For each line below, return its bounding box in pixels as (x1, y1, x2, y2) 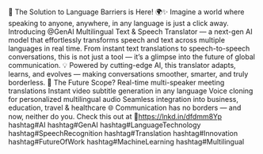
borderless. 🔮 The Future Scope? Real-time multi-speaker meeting (8, 78, 225, 87)
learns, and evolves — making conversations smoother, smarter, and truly (8, 69, 249, 78)
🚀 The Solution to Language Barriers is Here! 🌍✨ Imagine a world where (8, 7, 245, 17)
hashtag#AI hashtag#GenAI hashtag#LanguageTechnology (8, 120, 201, 130)
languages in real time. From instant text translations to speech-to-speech (8, 43, 250, 53)
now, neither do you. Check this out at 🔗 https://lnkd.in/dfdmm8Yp (8, 112, 223, 121)
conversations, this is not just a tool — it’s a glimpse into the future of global (8, 52, 256, 62)
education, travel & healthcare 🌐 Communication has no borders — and (8, 103, 242, 112)
